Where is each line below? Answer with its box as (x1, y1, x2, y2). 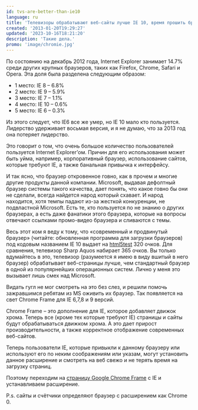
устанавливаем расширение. (6, 380, 80, 388)
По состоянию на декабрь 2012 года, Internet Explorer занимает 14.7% (6, 57, 183, 65)
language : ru (6, 14, 38, 20)
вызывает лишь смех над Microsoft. (6, 272, 96, 279)
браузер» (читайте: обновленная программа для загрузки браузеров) (6, 234, 183, 241)
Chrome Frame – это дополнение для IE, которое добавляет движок (6, 307, 176, 314)
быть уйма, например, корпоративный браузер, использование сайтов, (6, 155, 187, 162)
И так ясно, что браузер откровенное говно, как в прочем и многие (6, 173, 178, 180)
